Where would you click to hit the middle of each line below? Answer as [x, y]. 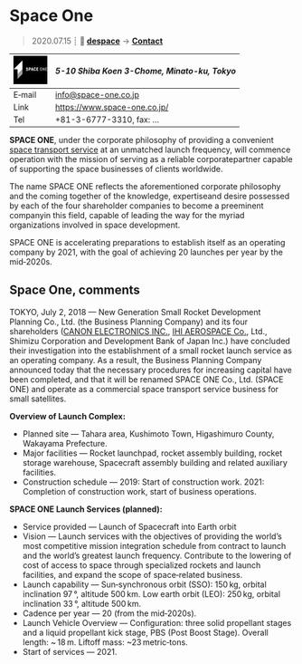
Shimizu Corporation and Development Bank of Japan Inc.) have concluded [150, 341]
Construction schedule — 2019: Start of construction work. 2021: [143, 482]
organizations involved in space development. [95, 225]
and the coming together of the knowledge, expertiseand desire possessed [150, 196]
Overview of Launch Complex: [68, 416]
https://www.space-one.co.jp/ [112, 107]
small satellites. [38, 399]
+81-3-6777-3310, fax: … [108, 120]
